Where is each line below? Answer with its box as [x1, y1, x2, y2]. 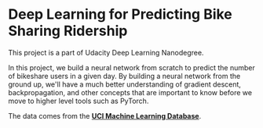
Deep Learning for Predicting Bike [8, 5, 233, 23]
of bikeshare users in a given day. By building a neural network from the [8, 71, 241, 80]
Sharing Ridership [8, 22, 128, 40]
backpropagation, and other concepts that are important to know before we [8, 87, 253, 97]
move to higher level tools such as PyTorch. [8, 96, 149, 105]
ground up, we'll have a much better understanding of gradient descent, [8, 80, 242, 89]
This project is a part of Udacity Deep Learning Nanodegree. [8, 48, 204, 57]
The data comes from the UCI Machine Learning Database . [8, 111, 202, 120]
